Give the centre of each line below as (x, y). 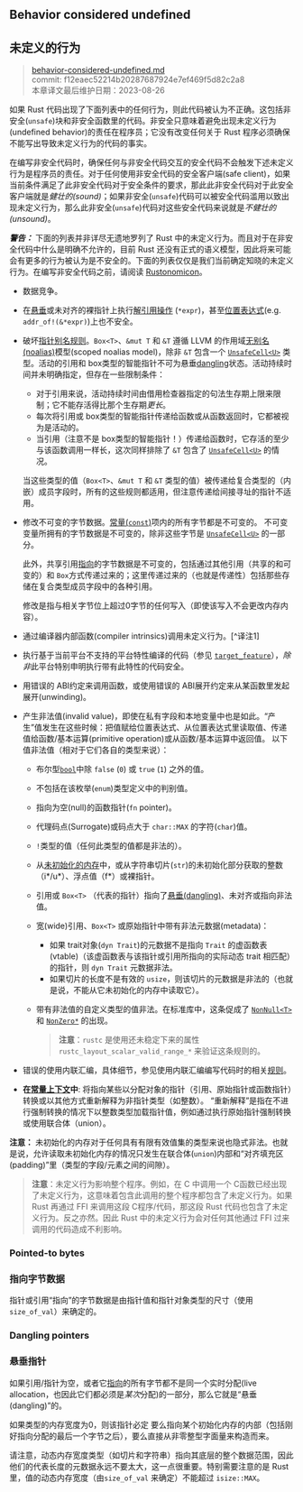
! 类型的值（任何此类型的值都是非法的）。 (111, 846)
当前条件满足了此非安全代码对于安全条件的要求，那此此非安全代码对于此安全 (151, 185)
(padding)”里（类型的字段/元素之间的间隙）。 (92, 1165)
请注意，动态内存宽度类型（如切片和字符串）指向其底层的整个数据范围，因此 (151, 1455)
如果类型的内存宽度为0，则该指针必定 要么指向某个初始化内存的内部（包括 (147, 1424)
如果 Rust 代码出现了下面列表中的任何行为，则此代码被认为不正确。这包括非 (150, 110)
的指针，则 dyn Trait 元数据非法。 (113, 968)
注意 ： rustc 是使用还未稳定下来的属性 (129, 1040)
